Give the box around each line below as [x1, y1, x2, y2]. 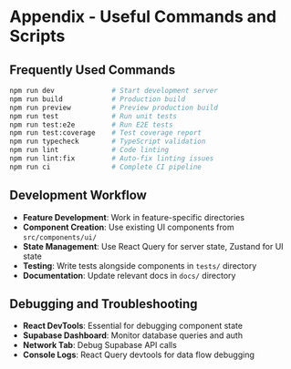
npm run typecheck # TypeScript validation [9, 137, 206, 147]
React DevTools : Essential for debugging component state [22, 321, 244, 332]
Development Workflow [9, 188, 148, 203]
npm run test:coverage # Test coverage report [9, 128, 203, 138]
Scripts [9, 26, 66, 46]
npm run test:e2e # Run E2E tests [9, 120, 173, 129]
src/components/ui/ [22, 232, 98, 242]
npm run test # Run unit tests [9, 111, 178, 120]
